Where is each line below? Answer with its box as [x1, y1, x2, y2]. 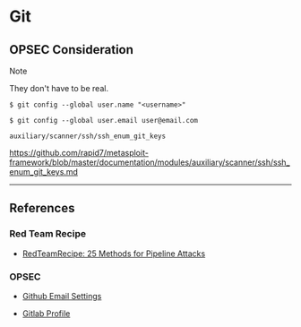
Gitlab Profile [21, 307, 71, 319]
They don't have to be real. [9, 83, 109, 93]
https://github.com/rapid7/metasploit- [9, 148, 150, 158]
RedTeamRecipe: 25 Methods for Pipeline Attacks [21, 248, 206, 259]
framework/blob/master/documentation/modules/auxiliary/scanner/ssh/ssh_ [9, 157, 290, 168]
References [9, 201, 75, 216]
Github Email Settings [21, 290, 102, 301]
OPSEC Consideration [9, 42, 134, 57]
